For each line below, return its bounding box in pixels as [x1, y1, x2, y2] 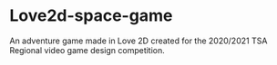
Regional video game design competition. [9, 44, 166, 55]
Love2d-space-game [9, 5, 173, 26]
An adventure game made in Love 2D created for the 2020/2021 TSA [9, 35, 268, 46]
